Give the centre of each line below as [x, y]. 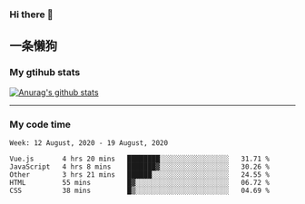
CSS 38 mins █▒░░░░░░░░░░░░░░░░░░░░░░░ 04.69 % [140, 190]
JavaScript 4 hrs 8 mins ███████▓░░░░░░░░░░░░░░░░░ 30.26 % [140, 167]
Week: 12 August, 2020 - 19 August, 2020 [89, 143]
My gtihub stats [45, 73]
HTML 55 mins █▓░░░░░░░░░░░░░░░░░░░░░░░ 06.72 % [140, 182]
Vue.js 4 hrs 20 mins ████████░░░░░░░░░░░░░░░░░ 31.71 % [140, 159]
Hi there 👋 [32, 15]
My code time [40, 124]
